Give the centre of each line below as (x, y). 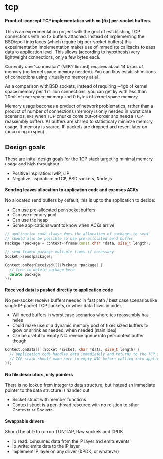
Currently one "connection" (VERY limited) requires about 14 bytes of (74, 66)
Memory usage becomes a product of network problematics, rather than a (79, 106)
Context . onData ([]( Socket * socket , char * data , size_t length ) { (73, 350)
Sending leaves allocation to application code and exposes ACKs (72, 189)
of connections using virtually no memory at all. (53, 77)
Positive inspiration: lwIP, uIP (41, 173)
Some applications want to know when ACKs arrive (63, 225)
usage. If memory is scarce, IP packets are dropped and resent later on (76, 127)
